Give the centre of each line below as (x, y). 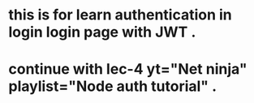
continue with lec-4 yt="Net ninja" (128, 69)
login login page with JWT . (102, 32)
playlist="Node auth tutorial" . (113, 86)
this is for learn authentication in (121, 15)
